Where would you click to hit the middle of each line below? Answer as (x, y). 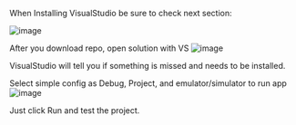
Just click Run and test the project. (75, 111)
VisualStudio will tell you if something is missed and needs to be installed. (148, 66)
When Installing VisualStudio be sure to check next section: (121, 13)
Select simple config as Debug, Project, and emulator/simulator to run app (148, 83)
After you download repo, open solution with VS (99, 48)
